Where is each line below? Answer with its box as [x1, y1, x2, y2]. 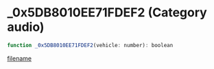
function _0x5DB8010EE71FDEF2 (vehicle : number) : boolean [7, 42, 174, 49]
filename [7, 54, 32, 62]
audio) [7, 19, 45, 35]
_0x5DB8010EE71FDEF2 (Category [7, 5, 207, 20]
